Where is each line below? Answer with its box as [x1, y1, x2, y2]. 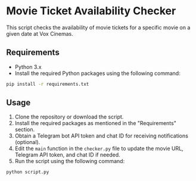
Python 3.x [14, 63, 42, 70]
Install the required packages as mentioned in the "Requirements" [14, 120, 177, 127]
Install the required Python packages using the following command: [14, 70, 181, 77]
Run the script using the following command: [14, 158, 125, 165]
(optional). [14, 139, 41, 146]
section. [14, 126, 35, 133]
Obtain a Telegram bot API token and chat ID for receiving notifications [14, 132, 189, 139]
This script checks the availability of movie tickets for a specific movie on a [6, 24, 191, 31]
